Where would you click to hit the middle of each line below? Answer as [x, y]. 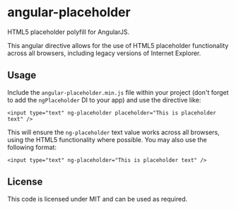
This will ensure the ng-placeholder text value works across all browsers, [114, 132]
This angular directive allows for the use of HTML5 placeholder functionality [118, 45]
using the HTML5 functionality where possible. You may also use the [107, 139]
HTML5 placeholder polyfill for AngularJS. [68, 32]
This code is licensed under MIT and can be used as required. [98, 199]
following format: [32, 147]
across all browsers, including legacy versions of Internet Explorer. [104, 53]
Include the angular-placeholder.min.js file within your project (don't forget [118, 92]
